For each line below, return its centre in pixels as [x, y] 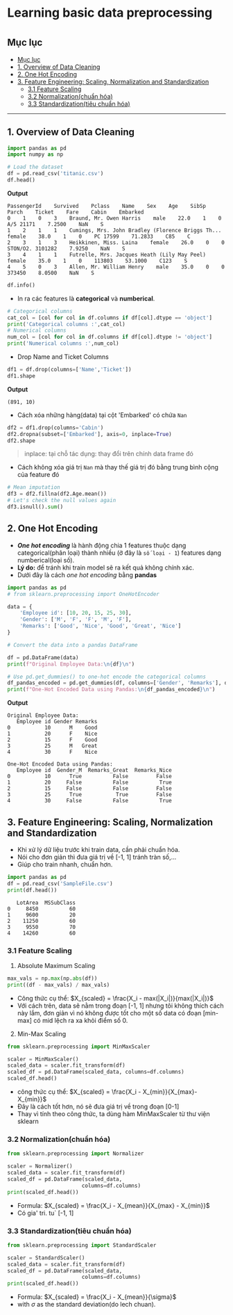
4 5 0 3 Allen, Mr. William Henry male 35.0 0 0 [116, 267]
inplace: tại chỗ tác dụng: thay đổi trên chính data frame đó [109, 454]
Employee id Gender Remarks [57, 722]
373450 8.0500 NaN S [51, 273]
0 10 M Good [52, 728]
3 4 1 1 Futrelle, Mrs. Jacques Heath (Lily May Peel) [107, 255]
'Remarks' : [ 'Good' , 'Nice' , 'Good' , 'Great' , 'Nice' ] [101, 626]
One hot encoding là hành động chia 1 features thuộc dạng [102, 545]
